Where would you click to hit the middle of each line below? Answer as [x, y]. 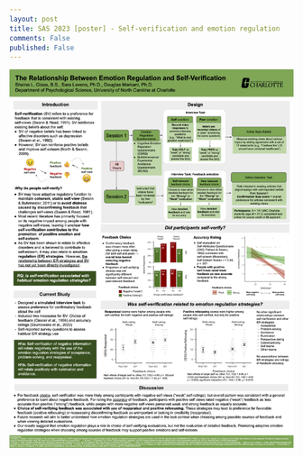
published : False [42, 48]
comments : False [40, 38]
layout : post [34, 19]
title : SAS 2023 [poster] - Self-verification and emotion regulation [145, 28]
